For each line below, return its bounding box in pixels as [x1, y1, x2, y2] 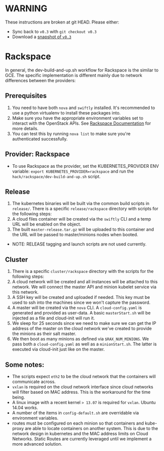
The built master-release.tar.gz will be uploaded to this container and [12, 226, 154, 232]
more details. [12, 125, 39, 131]
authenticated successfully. [12, 135, 68, 142]
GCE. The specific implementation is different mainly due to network [5, 72, 143, 78]
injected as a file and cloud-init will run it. [12, 315, 95, 321]
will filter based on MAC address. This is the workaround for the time [12, 389, 151, 395]
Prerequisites [5, 91, 47, 100]
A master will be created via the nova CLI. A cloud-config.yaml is [12, 305, 142, 311]
